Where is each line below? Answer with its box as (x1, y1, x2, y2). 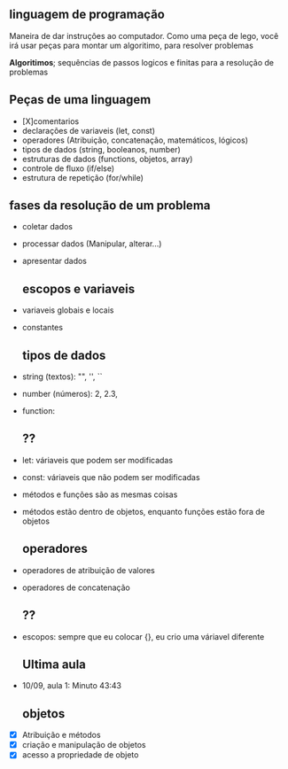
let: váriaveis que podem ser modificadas (21, 454, 174, 465)
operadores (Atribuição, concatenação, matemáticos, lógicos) (21, 135, 249, 145)
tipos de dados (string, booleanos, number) (21, 144, 182, 154)
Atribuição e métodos (21, 730, 101, 741)
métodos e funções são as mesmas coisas (21, 489, 178, 500)
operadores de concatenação (21, 582, 131, 593)
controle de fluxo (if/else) (21, 163, 115, 174)
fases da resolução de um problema (9, 198, 211, 214)
